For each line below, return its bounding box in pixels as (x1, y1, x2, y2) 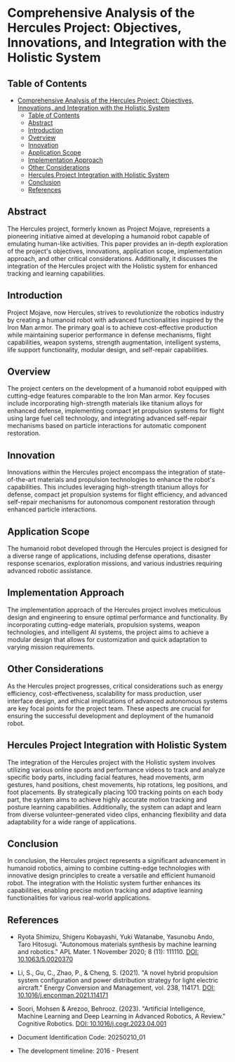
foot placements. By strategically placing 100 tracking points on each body (7, 788, 223, 796)
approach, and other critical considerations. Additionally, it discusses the (7, 254, 217, 262)
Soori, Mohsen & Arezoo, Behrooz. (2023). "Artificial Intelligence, (17, 1004, 206, 1013)
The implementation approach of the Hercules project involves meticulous (7, 605, 222, 614)
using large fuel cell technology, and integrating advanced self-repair (7, 414, 207, 422)
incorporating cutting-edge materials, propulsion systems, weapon (7, 620, 201, 629)
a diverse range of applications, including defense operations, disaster (7, 552, 211, 560)
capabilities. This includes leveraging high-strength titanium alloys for (7, 483, 208, 492)
